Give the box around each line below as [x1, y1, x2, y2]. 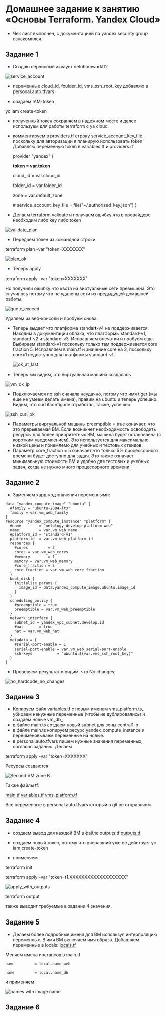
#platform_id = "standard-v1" [10, 532, 73, 537]
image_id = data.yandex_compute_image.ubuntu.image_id [18, 585, 136, 590]
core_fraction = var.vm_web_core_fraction [14, 567, 104, 572]
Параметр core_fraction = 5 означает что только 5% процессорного [12, 447, 158, 453]
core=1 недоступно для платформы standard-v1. [12, 351, 115, 357]
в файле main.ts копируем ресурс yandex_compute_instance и [12, 727, 145, 733]
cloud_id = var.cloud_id [12, 172, 61, 178]
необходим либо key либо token [12, 217, 81, 223]
